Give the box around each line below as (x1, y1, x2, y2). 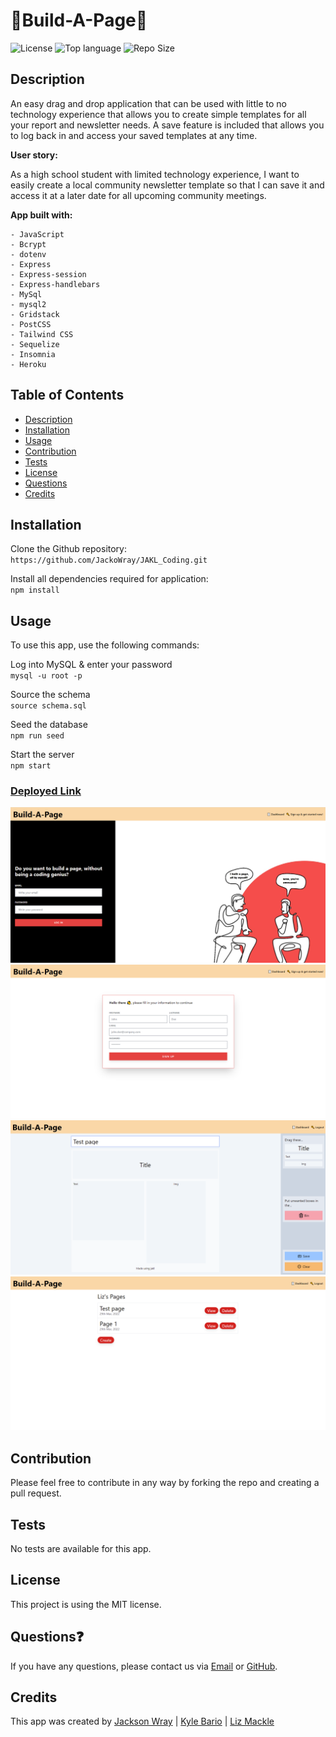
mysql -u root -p (10, 671, 83, 681)
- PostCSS (10, 319, 52, 329)
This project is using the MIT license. (10, 1598, 162, 1610)
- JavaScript (10, 229, 65, 239)
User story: (10, 149, 58, 161)
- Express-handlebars (10, 279, 101, 289)
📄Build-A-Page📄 (10, 9, 148, 32)
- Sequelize (10, 339, 60, 349)
